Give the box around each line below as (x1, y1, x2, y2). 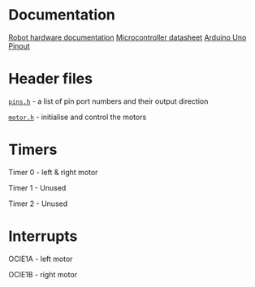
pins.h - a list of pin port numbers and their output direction (8, 96, 209, 106)
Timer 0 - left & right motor (8, 167, 98, 177)
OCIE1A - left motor (8, 254, 73, 263)
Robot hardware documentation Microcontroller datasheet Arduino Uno (8, 32, 247, 42)
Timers (8, 140, 58, 159)
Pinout (8, 41, 30, 50)
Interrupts (8, 227, 78, 245)
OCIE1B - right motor (8, 269, 78, 279)
